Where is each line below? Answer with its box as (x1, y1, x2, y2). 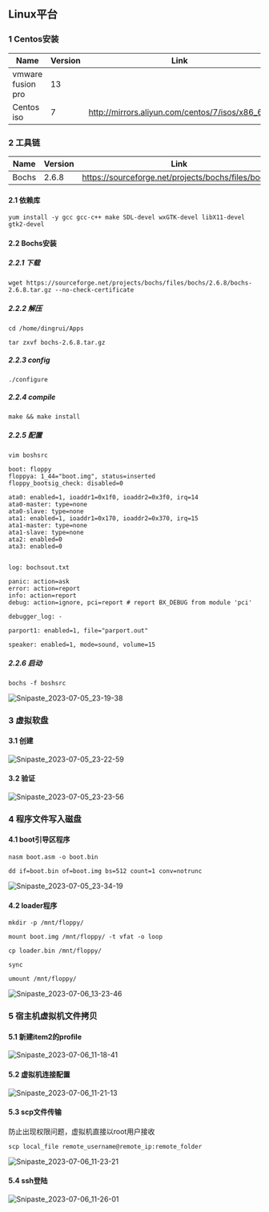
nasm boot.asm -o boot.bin (8, 853, 98, 862)
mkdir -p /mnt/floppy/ (8, 919, 84, 927)
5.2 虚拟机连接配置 (8, 1069, 70, 1079)
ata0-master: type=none (8, 500, 88, 508)
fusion (12, 79, 36, 90)
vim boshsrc (8, 451, 48, 459)
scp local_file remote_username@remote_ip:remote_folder (8, 1142, 203, 1150)
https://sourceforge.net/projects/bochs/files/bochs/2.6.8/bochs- (26, 279, 252, 287)
